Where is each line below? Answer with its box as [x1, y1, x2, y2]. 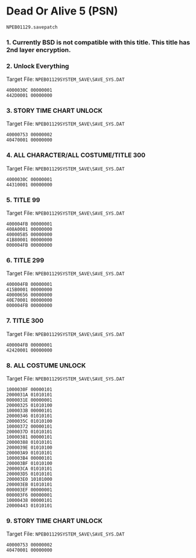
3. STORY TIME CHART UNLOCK [6, 107, 103, 115]
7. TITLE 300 [6, 317, 44, 325]
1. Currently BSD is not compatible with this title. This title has [6, 38, 191, 46]
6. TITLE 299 [6, 256, 45, 264]
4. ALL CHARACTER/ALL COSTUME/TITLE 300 [6, 151, 146, 159]
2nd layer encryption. [6, 45, 71, 54]
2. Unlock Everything [6, 62, 69, 70]
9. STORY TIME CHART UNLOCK [6, 516, 103, 525]
